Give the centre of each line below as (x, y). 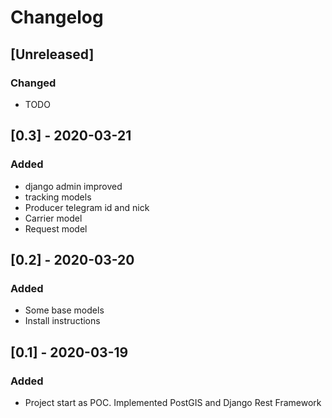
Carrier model (53, 218)
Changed (33, 83)
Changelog (57, 17)
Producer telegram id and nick (87, 207)
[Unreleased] (52, 54)
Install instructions (62, 321)
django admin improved (73, 186)
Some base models (64, 310)
